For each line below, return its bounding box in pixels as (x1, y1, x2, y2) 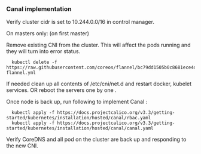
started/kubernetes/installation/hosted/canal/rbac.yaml (6, 115, 151, 121)
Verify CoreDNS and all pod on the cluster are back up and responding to (6, 136, 187, 143)
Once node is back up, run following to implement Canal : (6, 98, 148, 106)
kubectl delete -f (11, 59, 58, 66)
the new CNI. (6, 142, 39, 149)
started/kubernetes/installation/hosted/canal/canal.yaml (6, 125, 154, 131)
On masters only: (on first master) (6, 30, 90, 37)
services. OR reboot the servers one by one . (6, 87, 117, 94)
